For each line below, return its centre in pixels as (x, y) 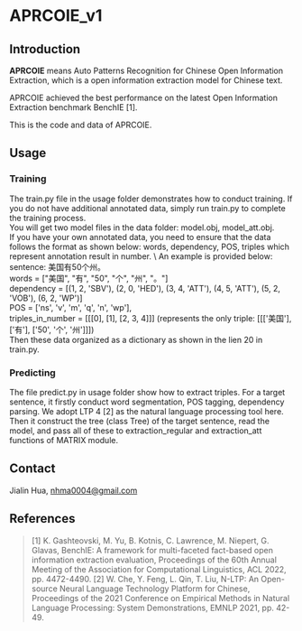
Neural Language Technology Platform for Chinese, (155, 589)
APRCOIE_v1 (56, 16)
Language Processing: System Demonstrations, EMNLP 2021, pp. (153, 608)
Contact (32, 469)
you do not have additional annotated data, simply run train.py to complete (147, 208)
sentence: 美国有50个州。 (57, 266)
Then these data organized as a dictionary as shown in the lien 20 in (136, 339)
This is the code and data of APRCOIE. (81, 125)
